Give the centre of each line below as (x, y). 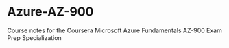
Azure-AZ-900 (50, 12)
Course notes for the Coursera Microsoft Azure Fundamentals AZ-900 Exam (115, 30)
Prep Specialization (34, 37)
